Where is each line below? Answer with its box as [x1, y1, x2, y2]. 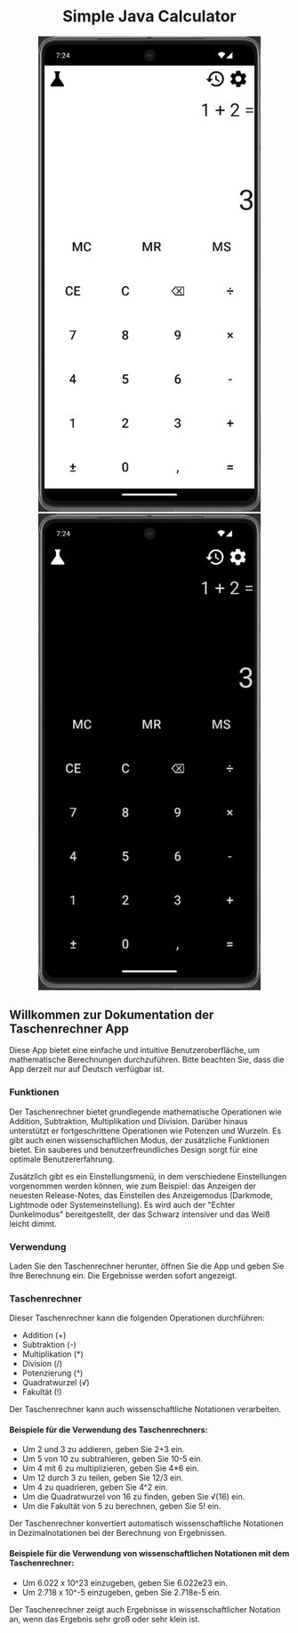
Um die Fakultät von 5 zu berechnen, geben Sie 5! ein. [21, 1501, 221, 1512]
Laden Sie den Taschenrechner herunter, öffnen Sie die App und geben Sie [9, 1261, 285, 1271]
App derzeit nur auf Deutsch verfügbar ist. [9, 1064, 165, 1074]
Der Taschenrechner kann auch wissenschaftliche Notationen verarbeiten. [9, 1404, 282, 1415]
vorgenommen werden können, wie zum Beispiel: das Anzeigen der [9, 1180, 256, 1191]
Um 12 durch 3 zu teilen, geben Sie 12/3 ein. [21, 1473, 184, 1483]
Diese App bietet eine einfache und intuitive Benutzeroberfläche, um [9, 1045, 260, 1056]
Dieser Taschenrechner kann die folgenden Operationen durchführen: [9, 1312, 265, 1324]
